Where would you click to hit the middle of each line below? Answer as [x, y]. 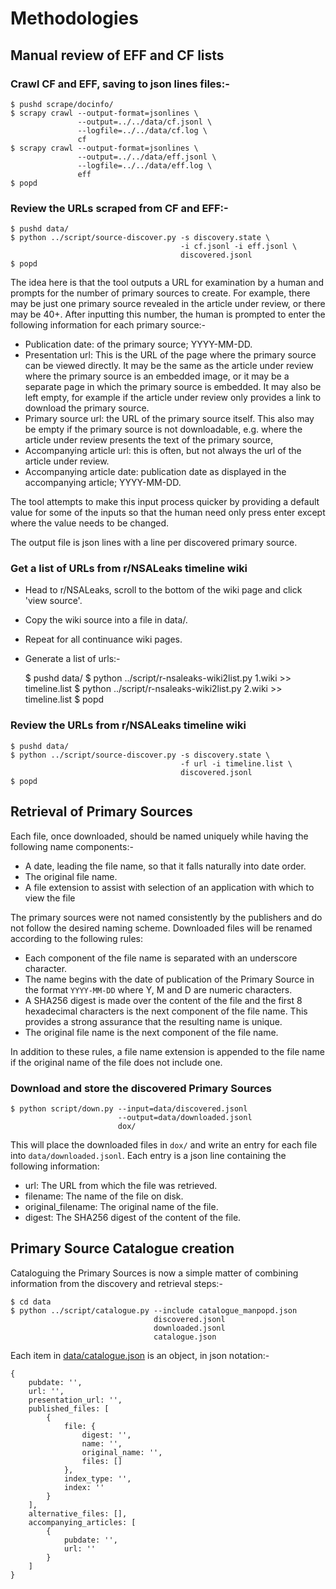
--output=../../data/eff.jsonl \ [147, 157]
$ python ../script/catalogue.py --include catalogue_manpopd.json [154, 1310]
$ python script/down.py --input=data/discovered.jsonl [129, 1108]
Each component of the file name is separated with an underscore [161, 958]
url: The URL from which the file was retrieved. [121, 1185]
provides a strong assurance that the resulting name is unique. [153, 1021]
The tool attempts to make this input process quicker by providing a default [165, 502]
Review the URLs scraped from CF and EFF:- [119, 208]
